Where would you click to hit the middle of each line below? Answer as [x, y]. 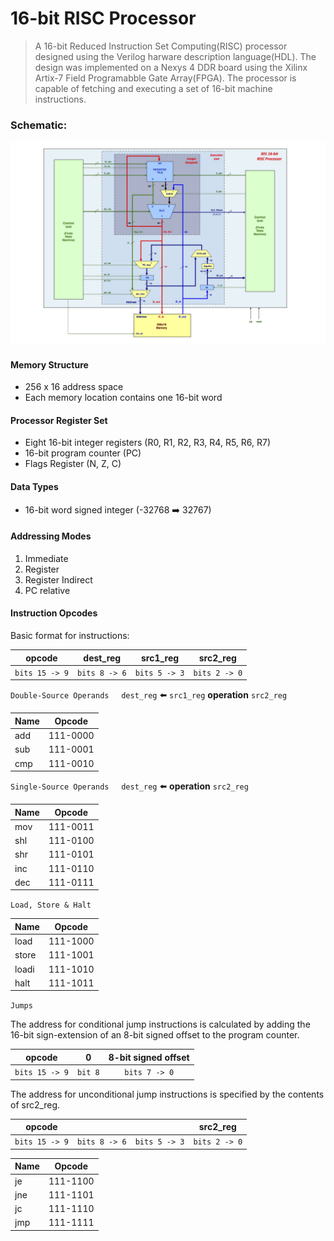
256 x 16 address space [74, 387]
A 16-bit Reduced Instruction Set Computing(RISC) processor [161, 46]
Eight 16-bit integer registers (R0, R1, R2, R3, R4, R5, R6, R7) [148, 443]
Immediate [46, 558]
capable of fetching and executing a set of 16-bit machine [153, 88]
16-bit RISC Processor [103, 18]
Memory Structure [49, 364]
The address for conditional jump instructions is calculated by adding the [160, 1024]
